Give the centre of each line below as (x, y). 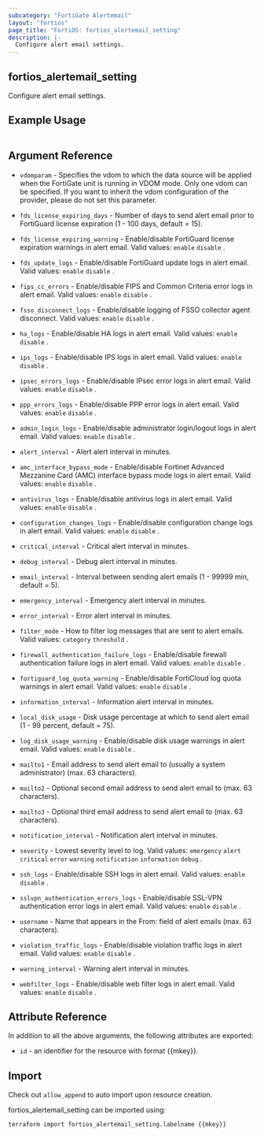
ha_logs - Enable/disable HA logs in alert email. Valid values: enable (128, 333)
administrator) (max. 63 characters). (78, 772)
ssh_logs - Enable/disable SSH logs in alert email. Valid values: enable (132, 874)
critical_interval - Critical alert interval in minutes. (104, 546)
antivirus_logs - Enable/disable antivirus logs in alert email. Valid (126, 499)
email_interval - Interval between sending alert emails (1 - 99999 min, (134, 577)
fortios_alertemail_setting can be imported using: (87, 1110)
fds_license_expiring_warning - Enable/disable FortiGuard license (127, 239)
